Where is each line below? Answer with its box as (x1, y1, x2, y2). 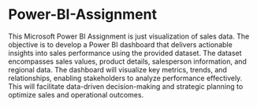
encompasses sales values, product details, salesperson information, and (8, 57, 247, 66)
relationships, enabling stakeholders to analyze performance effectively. (8, 73, 243, 83)
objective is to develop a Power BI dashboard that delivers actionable (8, 39, 233, 49)
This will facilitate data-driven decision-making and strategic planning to (8, 81, 244, 91)
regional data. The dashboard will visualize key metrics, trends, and (8, 65, 227, 74)
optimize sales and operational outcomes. (8, 90, 144, 99)
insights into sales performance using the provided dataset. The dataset (8, 48, 242, 57)
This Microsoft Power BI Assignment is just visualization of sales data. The (8, 31, 250, 41)
